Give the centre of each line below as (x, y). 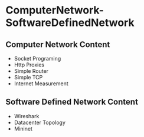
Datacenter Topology (40, 122)
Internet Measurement (41, 83)
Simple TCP (28, 77)
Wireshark (27, 116)
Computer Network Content (58, 44)
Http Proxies (29, 65)
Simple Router (31, 71)
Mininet (23, 128)
